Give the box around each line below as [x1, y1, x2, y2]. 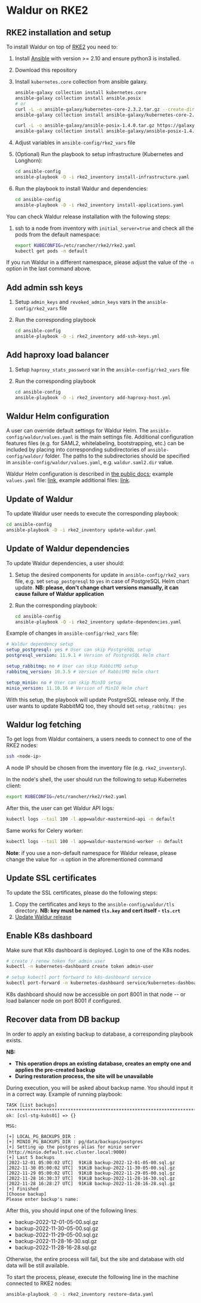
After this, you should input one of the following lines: [6, 1207, 138, 1214]
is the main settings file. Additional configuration [74, 433, 194, 440]
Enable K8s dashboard [6, 931, 93, 941]
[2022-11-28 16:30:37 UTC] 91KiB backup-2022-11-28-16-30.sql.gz [6, 1175, 175, 1182]
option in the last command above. [6, 265, 92, 272]
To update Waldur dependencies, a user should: [6, 559, 124, 567]
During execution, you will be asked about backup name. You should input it [6, 1084, 193, 1091]
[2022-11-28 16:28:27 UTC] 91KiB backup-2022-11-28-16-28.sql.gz [6, 1180, 175, 1186]
